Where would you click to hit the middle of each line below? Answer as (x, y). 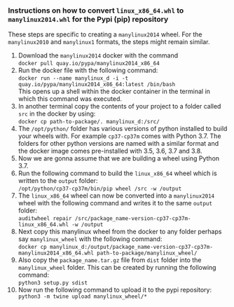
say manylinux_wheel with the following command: (90, 239)
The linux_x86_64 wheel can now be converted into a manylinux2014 (116, 196)
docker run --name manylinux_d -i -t (73, 79)
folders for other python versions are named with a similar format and (118, 144)
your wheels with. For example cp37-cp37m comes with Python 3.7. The (119, 136)
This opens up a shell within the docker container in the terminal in (114, 91)
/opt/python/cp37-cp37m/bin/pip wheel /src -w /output (100, 189)
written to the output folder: (58, 181)
